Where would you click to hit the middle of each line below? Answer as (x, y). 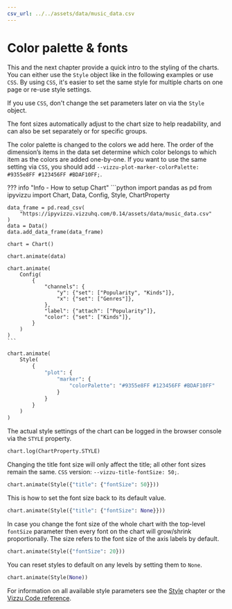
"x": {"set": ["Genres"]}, (96, 299)
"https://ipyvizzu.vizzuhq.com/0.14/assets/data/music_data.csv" (116, 214)
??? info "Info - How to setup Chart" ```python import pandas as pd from (110, 187)
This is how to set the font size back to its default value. (87, 498)
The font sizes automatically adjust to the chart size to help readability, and (114, 124)
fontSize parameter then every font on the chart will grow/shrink (99, 531)
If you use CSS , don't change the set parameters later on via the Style (106, 103)
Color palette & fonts (68, 48)
